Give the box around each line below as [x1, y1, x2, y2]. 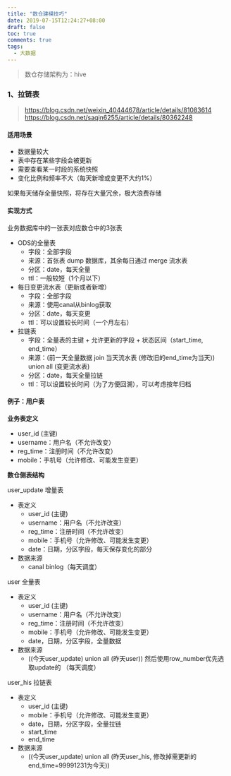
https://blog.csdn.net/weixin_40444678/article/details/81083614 [24, 106, 212, 114]
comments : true [7, 37, 52, 44]
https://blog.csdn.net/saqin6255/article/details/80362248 [24, 114, 193, 122]
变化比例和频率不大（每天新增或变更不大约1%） [17, 174, 156, 182]
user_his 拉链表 [7, 678, 52, 686]
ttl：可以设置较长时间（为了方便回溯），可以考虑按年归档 [27, 379, 192, 388]
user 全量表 [7, 577, 41, 586]
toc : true [7, 30, 37, 37]
